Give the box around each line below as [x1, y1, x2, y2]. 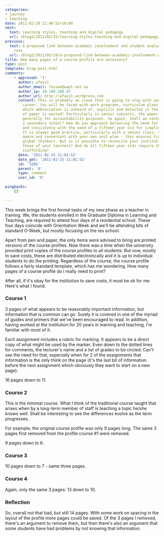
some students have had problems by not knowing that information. [5, 525, 141, 531]
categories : [5, 7, 29, 12]
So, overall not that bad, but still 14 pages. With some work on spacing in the [5, 510, 159, 515]
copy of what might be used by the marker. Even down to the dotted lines [5, 342, 153, 347]
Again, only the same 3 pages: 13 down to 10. [5, 487, 96, 493]
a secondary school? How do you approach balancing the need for [22, 121, 159, 126]
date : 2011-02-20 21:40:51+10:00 [5, 21, 73, 26]
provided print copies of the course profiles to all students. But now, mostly [5, 247, 156, 253]
